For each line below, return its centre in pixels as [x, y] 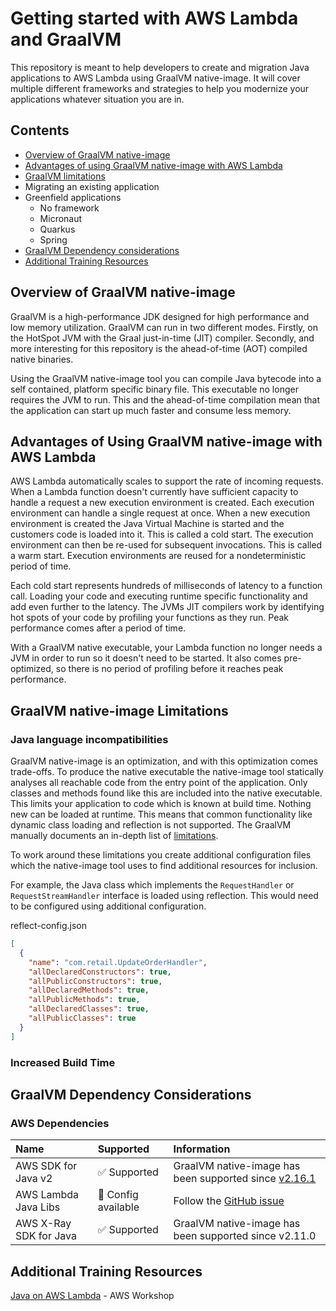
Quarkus [57, 229]
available [118, 1207]
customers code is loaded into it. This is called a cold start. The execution [162, 534]
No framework [69, 208]
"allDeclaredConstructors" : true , [100, 972]
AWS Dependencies [60, 1123]
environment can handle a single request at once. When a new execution [160, 513]
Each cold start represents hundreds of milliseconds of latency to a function [166, 586]
